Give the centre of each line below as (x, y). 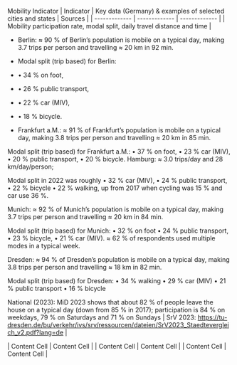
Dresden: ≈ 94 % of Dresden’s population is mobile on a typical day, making (118, 259)
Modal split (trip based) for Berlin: (67, 61)
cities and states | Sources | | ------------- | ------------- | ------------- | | (116, 18)
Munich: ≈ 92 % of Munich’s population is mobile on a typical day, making (116, 209)
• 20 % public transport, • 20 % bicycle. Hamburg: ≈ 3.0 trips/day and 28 (115, 159)
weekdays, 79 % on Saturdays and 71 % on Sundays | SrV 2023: (102, 317)
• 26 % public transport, (53, 89)
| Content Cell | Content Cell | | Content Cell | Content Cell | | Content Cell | (117, 346)
